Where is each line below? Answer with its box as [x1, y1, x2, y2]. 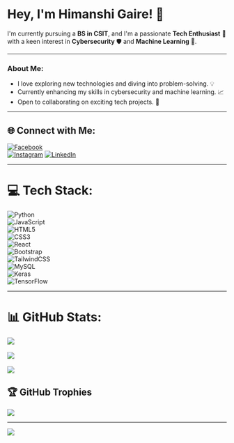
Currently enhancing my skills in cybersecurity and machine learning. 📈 [17, 88, 224, 96]
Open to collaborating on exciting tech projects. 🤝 [17, 98, 160, 107]
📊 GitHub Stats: [7, 309, 102, 325]
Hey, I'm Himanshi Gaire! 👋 [7, 6, 164, 22]
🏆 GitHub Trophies [7, 387, 93, 398]
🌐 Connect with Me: [7, 125, 96, 137]
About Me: [7, 63, 44, 73]
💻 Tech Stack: [7, 182, 93, 199]
